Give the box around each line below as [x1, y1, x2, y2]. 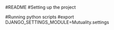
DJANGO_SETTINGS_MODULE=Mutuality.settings [5, 19, 109, 25]
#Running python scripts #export [5, 14, 74, 19]
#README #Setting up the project [5, 4, 76, 10]
